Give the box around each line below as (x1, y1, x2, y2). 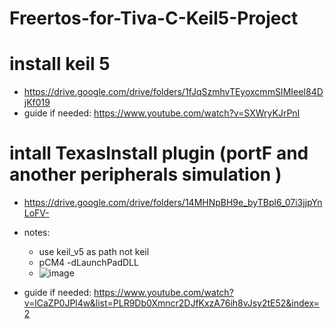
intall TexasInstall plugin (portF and (9, 142, 309, 165)
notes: (23, 227, 51, 239)
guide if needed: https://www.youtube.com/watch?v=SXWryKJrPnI (23, 107, 301, 119)
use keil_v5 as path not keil (38, 246, 150, 258)
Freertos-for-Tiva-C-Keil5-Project (9, 7, 299, 30)
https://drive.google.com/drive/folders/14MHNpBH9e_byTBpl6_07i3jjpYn (23, 197, 323, 209)
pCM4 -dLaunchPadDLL (38, 257, 139, 269)
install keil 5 (9, 53, 111, 76)
